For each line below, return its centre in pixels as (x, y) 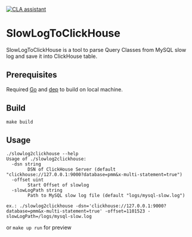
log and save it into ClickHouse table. (52, 56)
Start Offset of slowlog (58, 185)
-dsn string (27, 164)
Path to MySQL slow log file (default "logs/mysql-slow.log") (106, 196)
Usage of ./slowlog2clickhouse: (46, 159)
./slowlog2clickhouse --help (42, 154)
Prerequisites (32, 75)
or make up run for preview (39, 227)
